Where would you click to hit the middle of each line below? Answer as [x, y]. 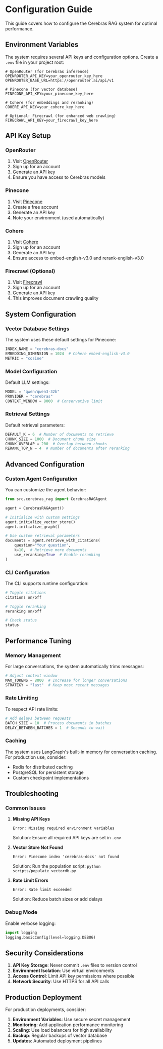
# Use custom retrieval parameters [43, 536]
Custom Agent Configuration [41, 479]
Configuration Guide [49, 9]
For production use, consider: [36, 757]
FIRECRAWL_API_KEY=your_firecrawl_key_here [52, 120]
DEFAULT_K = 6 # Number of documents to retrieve [60, 434]
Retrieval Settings [28, 414]
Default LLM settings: [28, 382]
